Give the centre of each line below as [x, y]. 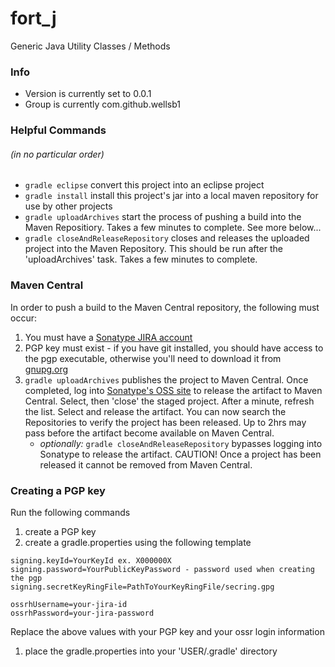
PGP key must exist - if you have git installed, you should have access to [174, 348]
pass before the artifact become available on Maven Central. [149, 433]
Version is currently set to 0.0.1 [88, 94]
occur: [23, 318]
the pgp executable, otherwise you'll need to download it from [153, 358]
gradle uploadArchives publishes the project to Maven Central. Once [166, 379]
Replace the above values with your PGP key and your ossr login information [167, 631]
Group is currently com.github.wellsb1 [103, 104]
